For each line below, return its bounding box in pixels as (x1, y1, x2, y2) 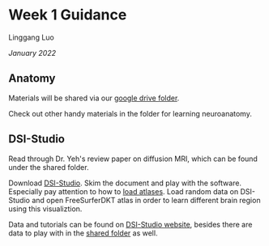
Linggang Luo (8, 32, 54, 42)
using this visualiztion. (8, 204, 83, 214)
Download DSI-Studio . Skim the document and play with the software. (8, 178, 241, 188)
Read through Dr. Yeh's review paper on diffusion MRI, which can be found (8, 154, 258, 163)
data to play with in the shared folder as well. (8, 228, 158, 238)
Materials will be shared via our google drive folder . (8, 93, 180, 103)
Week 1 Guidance (8, 6, 127, 24)
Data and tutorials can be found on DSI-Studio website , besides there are (8, 219, 253, 229)
